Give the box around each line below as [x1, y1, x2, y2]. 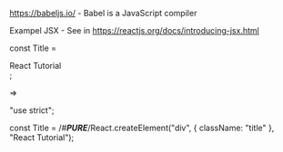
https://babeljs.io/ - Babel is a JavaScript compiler [9, 8, 197, 18]
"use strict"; [9, 105, 55, 116]
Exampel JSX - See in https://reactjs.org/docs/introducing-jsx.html [9, 25, 259, 35]
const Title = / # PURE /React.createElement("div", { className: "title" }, [9, 122, 275, 133]
